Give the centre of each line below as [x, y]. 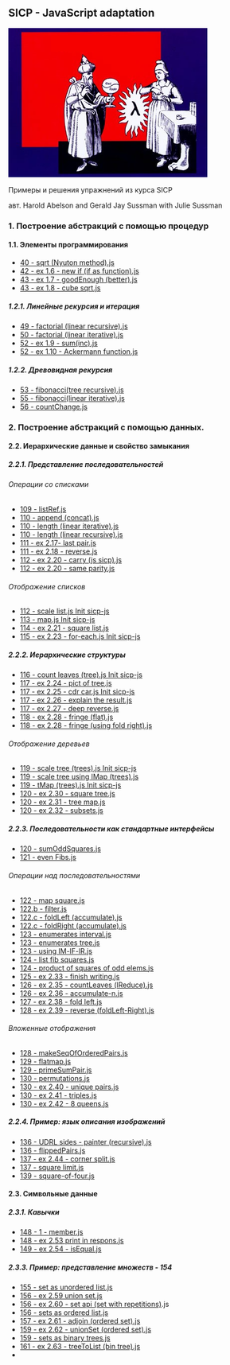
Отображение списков [47, 586]
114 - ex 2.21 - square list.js [64, 628]
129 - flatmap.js [45, 1061]
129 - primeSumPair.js [56, 1070]
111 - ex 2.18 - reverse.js [58, 551]
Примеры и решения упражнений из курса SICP [90, 189]
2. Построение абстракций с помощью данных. [106, 427]
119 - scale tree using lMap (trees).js [79, 777]
